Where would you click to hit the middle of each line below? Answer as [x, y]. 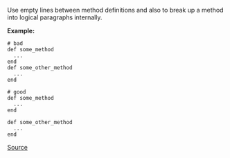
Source [17, 147]
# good [17, 92]
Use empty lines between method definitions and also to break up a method [115, 10]
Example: [21, 31]
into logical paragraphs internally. [55, 17]
